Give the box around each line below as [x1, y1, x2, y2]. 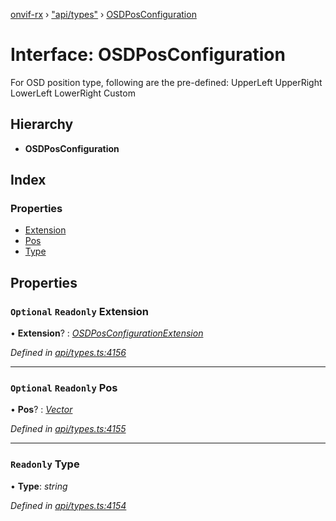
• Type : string [10, 480, 68, 492]
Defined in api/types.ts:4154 [10, 499, 127, 511]
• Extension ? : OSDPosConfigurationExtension [10, 327, 204, 339]
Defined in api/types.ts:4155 [10, 423, 127, 435]
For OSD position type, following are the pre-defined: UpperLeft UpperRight [10, 76, 323, 88]
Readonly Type [10, 457, 80, 471]
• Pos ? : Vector [10, 404, 73, 416]
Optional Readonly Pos [10, 381, 118, 395]
